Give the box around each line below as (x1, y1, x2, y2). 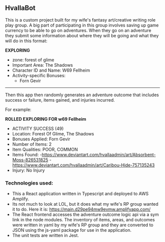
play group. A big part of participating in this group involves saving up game (5, 22, 159, 28)
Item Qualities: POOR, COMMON (12, 146, 78, 152)
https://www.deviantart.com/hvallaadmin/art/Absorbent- (41, 152, 156, 158)
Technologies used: (5, 179, 54, 186)
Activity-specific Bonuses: (12, 72, 66, 78)
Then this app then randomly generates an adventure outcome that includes (5, 92, 159, 98)
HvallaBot (5, 4, 36, 12)
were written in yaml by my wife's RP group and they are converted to (12, 222, 154, 228)
